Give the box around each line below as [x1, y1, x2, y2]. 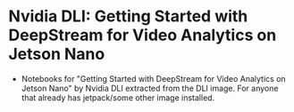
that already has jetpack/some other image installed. [21, 92, 215, 103]
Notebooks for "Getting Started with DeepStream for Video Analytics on [21, 73, 287, 84]
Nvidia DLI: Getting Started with [8, 6, 248, 27]
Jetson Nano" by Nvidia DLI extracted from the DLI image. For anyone [21, 83, 279, 93]
